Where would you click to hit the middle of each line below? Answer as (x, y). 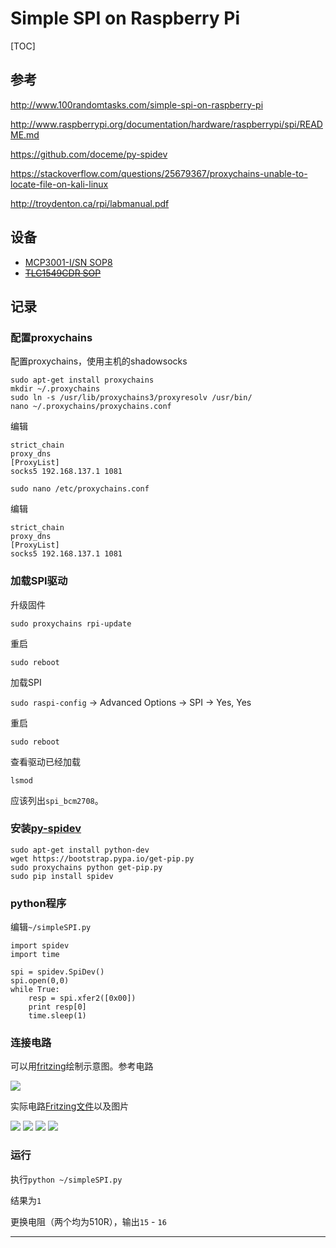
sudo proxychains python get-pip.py (86, 867)
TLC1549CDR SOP (63, 273)
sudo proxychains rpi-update (71, 623)
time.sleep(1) (57, 1016)
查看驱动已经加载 (45, 761)
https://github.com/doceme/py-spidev (89, 154)
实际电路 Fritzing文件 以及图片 (70, 1106)
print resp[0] (57, 1007)
